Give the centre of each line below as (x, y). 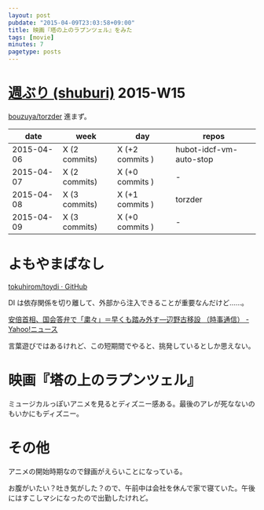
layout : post (29, 15)
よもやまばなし (57, 264)
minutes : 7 (26, 45)
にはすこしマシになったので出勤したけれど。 (81, 497)
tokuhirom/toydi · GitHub (48, 286)
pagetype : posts (35, 52)
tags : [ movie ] (31, 37)
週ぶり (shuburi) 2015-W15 (97, 93)
